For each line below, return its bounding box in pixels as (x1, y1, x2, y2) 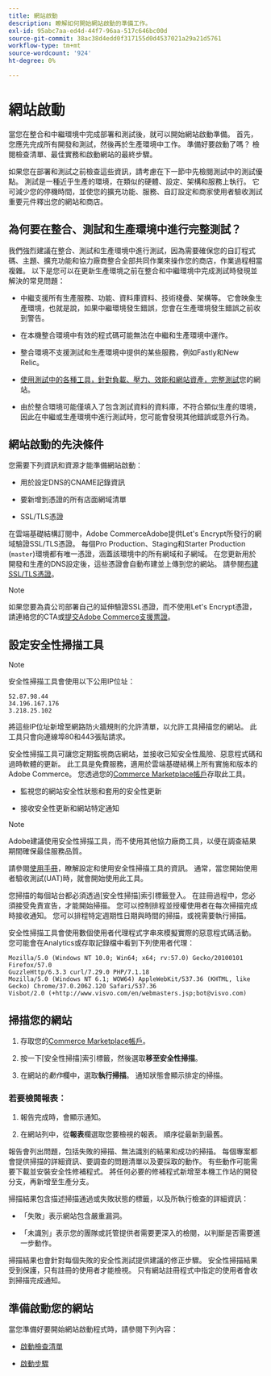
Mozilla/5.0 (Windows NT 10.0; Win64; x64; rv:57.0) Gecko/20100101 (8, 954, 244, 962)
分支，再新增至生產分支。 (8, 1177, 94, 1187)
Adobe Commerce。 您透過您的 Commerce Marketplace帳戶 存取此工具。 (8, 769, 250, 779)
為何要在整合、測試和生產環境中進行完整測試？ (8, 222, 242, 236)
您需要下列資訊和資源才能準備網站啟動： (8, 460, 143, 470)
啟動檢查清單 (19, 1341, 63, 1351)
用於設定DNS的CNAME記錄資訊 (19, 477, 125, 488)
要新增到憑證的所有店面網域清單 (19, 495, 127, 505)
